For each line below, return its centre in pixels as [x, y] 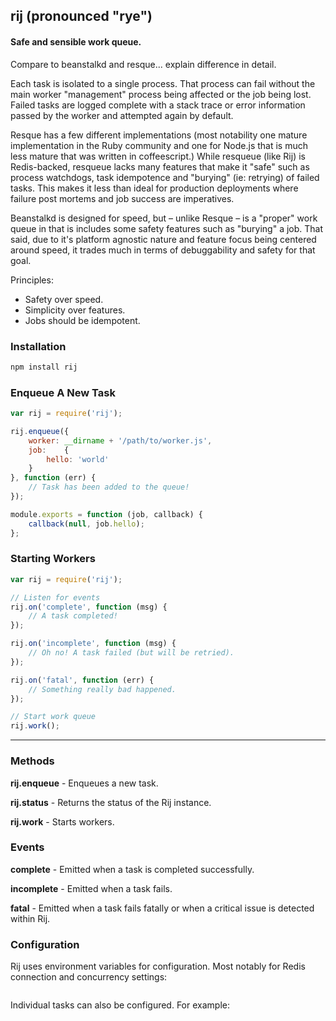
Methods [32, 761]
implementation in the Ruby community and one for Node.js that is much [159, 145]
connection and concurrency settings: [89, 977]
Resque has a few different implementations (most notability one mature [159, 135]
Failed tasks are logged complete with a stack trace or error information [158, 105]
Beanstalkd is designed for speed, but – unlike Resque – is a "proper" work [164, 218]
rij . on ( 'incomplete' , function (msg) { [93, 644]
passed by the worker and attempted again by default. [122, 115]
